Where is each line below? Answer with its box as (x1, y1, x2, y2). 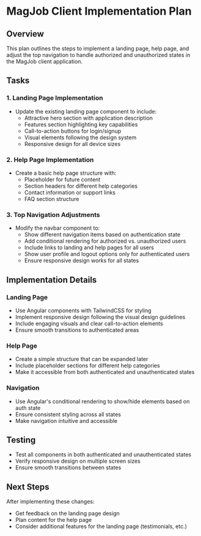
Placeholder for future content (24, 175, 101, 183)
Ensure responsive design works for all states (24, 257, 139, 264)
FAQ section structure (24, 195, 79, 202)
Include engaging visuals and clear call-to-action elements (15, 320, 163, 327)
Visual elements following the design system (24, 133, 137, 141)
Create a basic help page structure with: (15, 169, 117, 177)
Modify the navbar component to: (15, 224, 100, 232)
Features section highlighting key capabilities (24, 120, 138, 128)
